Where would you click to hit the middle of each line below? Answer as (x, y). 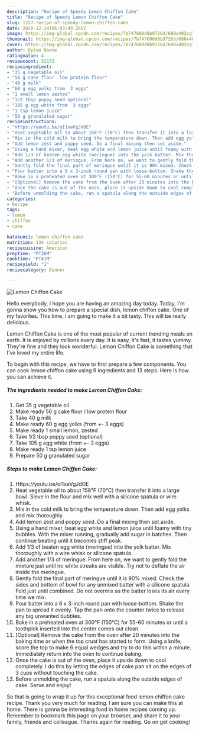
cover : (15, 45)
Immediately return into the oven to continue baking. (79, 653)
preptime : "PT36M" (29, 253)
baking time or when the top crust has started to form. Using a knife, (98, 641)
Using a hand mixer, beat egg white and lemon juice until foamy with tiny (103, 528)
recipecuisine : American (37, 248)
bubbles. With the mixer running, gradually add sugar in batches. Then (101, 534)
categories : (21, 199)
